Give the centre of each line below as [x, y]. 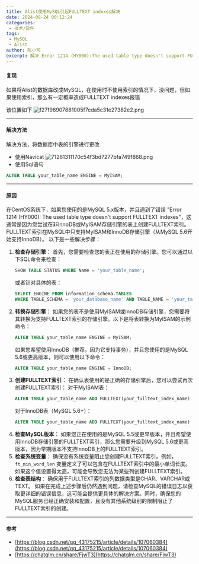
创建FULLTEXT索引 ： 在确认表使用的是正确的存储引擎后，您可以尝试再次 [104, 380]
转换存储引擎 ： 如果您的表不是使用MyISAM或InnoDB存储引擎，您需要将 [102, 311]
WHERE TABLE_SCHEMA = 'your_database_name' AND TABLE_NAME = [92, 299]
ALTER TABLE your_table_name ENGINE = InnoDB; [73, 368]
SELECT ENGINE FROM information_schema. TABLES [73, 294]
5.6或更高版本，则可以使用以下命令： [60, 357]
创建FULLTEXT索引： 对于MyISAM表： [62, 388]
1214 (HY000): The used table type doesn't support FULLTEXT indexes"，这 [99, 217]
